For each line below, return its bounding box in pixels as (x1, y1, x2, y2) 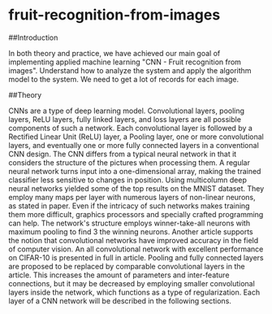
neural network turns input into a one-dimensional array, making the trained (8, 166, 261, 176)
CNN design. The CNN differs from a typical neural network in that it (8, 149, 237, 159)
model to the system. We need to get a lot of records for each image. (8, 74, 240, 84)
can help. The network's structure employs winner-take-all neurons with (8, 218, 250, 228)
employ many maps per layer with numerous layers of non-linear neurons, (8, 192, 256, 202)
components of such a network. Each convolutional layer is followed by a (8, 123, 253, 133)
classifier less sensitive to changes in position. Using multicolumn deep (8, 175, 248, 185)
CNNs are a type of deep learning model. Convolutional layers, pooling (8, 106, 245, 116)
